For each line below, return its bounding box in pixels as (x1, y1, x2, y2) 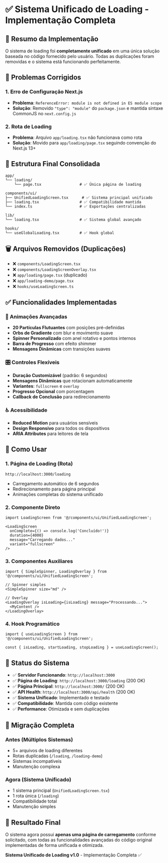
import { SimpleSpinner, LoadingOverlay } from (5, 569, 107, 574)
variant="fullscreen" (10, 541, 55, 547)
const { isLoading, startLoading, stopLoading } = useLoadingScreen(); (5, 645, 158, 650)
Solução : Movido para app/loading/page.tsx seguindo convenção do (12, 139, 156, 146)
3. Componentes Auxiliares (5, 557, 73, 564)
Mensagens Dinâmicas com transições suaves (12, 346, 111, 352)
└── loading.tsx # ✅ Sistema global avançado (5, 217, 142, 222)
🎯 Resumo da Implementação (5, 34, 99, 43)
